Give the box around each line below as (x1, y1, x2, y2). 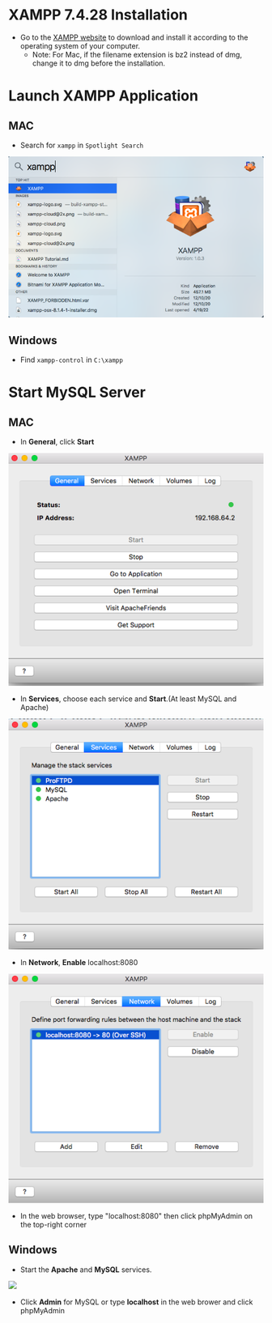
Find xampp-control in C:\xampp (19, 355, 124, 365)
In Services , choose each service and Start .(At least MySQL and (19, 694, 237, 704)
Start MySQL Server (8, 383, 146, 402)
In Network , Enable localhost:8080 (19, 958, 138, 968)
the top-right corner (19, 1219, 87, 1229)
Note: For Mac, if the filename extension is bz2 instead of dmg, (32, 49, 243, 59)
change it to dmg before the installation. (32, 58, 166, 68)
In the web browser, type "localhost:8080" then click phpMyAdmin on (19, 1210, 253, 1220)
